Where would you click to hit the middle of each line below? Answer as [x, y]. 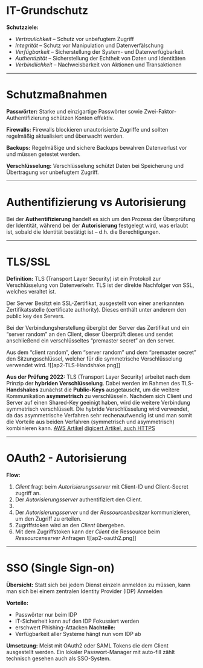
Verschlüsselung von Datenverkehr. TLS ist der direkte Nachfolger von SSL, [100, 285]
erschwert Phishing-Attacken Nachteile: [65, 627]
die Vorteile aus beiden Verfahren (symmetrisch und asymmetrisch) [91, 422]
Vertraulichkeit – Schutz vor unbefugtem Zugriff [74, 39]
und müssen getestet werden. [43, 154]
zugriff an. [28, 493]
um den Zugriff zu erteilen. [48, 519]
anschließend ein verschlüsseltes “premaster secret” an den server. [91, 340]
